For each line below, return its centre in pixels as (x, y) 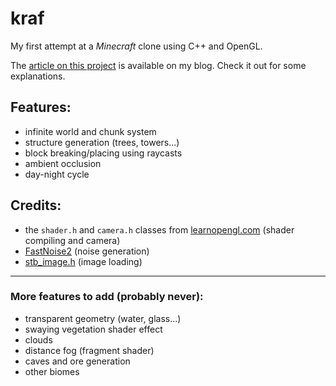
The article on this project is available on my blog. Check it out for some (158, 65)
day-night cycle (57, 174)
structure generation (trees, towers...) (102, 142)
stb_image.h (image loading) (83, 261)
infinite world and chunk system (90, 131)
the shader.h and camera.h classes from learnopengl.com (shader (159, 229)
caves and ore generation (77, 361)
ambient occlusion (63, 163)
